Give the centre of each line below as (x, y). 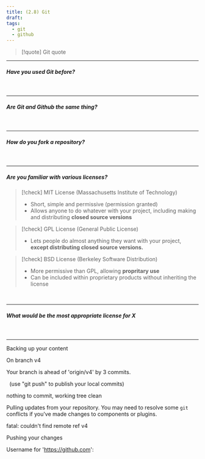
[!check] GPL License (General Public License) (80, 229)
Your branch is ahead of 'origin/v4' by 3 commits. (69, 372)
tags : (13, 23)
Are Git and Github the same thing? (52, 107)
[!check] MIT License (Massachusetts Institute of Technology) (99, 192)
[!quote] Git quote (44, 52)
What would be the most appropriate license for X (71, 316)
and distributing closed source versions (81, 217)
